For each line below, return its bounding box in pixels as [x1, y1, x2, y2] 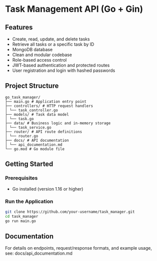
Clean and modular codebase [12, 52, 72, 58]
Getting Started [5, 160, 53, 168]
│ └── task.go [5, 116, 34, 121]
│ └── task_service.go [5, 125, 52, 130]
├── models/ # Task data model [5, 112, 69, 117]
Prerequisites [5, 175, 38, 182]
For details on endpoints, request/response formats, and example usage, [5, 245, 152, 251]
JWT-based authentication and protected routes [12, 63, 110, 68]
